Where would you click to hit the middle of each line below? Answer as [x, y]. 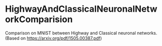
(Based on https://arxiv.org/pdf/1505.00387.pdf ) [54, 38]
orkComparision [39, 19]
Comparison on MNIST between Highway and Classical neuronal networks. [81, 33]
